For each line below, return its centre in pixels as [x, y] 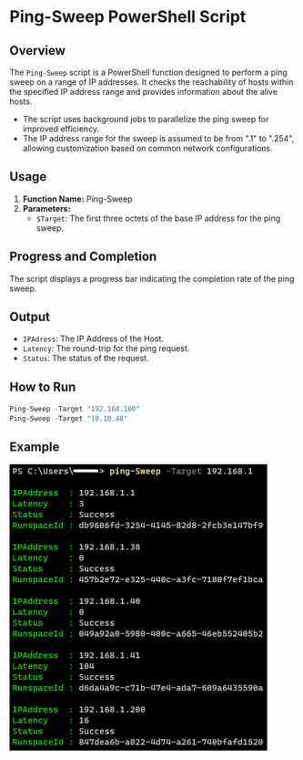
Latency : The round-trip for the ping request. [106, 349]
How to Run [43, 386]
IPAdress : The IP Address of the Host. [93, 338]
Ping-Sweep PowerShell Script [128, 17]
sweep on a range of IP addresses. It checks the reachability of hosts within [151, 82]
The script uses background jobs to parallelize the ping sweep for [146, 119]
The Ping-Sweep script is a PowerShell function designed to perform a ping [149, 72]
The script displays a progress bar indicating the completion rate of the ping [152, 278]
